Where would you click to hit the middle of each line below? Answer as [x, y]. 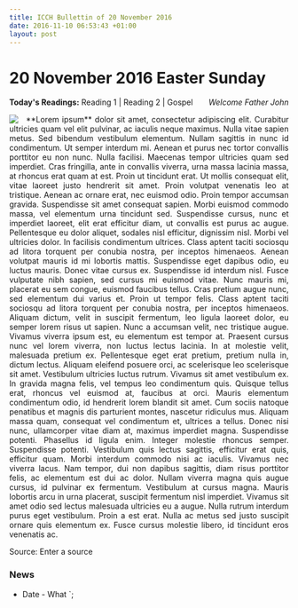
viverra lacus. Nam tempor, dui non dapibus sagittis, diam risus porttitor [149, 469]
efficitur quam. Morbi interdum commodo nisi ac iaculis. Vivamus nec [149, 459]
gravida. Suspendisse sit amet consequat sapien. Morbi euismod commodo [149, 204]
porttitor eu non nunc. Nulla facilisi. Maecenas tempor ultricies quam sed [149, 157]
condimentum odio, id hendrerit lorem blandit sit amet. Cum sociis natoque [149, 403]
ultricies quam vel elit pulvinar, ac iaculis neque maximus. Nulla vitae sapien [149, 129]
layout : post [33, 34]
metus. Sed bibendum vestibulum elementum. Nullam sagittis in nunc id [149, 138]
